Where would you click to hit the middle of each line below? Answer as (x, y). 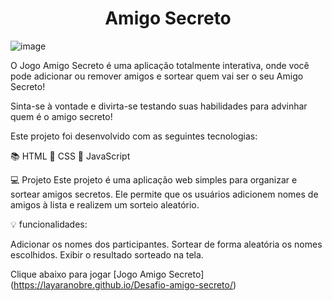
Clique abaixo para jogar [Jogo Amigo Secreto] (107, 274)
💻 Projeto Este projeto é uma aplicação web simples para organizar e (154, 179)
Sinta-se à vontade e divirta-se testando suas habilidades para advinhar (159, 106)
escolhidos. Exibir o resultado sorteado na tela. (107, 254)
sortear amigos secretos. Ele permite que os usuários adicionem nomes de (164, 194)
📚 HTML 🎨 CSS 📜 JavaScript (70, 156)
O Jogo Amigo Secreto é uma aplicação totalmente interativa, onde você (160, 65)
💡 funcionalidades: (49, 224)
